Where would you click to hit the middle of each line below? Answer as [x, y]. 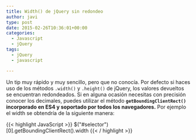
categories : [20, 33]
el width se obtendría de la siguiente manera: [61, 113]
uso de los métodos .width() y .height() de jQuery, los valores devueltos [95, 88]
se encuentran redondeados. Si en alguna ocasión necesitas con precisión [96, 94]
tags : [13, 50]
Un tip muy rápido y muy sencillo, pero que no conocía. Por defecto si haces [98, 82]
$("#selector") [91, 124]
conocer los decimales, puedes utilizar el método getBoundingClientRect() [96, 100]
